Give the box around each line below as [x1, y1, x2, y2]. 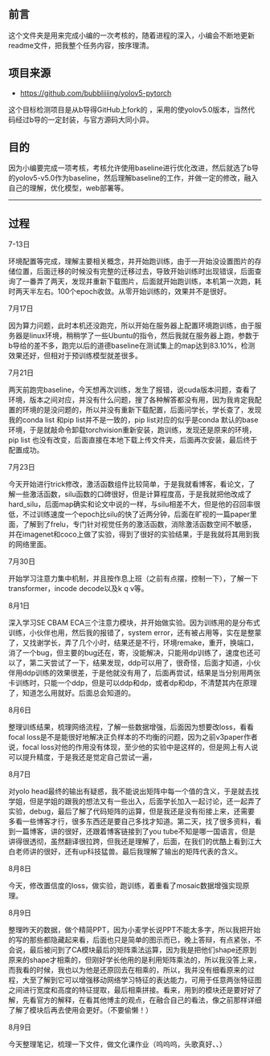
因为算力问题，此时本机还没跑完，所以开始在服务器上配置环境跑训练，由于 [8, 320, 255, 331]
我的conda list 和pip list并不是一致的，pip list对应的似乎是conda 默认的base [8, 415, 259, 425]
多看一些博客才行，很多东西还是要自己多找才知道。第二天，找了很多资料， [8, 817, 255, 826]
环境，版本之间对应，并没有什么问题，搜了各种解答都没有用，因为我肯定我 [8, 395, 255, 405]
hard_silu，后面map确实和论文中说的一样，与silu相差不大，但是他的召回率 [8, 499, 254, 509]
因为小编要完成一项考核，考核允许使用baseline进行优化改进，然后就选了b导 [8, 163, 259, 173]
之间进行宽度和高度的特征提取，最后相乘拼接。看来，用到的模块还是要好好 [8, 985, 255, 995]
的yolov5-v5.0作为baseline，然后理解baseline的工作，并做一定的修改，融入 [8, 173, 259, 183]
